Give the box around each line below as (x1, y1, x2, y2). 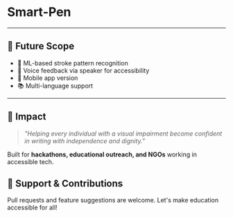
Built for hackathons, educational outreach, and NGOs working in (7, 150, 198, 159)
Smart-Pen (7, 4, 71, 20)
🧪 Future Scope (7, 40, 75, 52)
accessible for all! (7, 203, 58, 212)
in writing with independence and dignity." (24, 136, 146, 145)
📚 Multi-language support (17, 81, 94, 90)
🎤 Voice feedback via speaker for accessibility (17, 66, 150, 74)
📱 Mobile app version (17, 74, 78, 82)
